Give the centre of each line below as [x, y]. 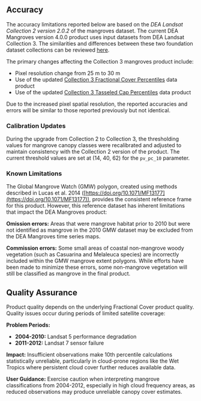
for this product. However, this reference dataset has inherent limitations [95, 206]
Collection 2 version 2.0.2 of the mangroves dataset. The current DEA [92, 31]
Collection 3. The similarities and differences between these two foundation [100, 43]
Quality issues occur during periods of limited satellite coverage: [86, 313]
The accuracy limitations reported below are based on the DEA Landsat [94, 24]
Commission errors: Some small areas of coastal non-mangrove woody [95, 248]
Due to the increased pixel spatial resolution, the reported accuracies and [97, 104]
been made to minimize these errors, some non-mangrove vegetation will [97, 267]
